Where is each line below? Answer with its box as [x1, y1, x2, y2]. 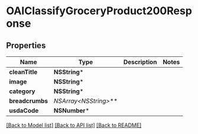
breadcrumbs [9, 97, 48, 105]
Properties [6, 40, 46, 50]
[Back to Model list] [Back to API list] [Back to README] [6, 122, 142, 129]
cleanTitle [9, 68, 38, 76]
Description [123, 58, 157, 66]
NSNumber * [53, 107, 90, 114]
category [9, 87, 35, 95]
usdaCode [9, 107, 39, 114]
